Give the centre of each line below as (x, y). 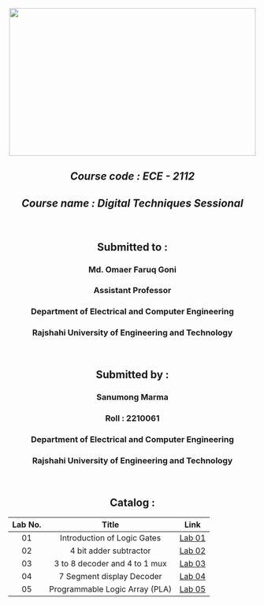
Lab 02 (193, 551)
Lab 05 (193, 588)
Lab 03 (193, 563)
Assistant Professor (132, 291)
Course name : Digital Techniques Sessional (132, 203)
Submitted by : (132, 375)
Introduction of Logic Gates (111, 537)
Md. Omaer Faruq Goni (132, 269)
